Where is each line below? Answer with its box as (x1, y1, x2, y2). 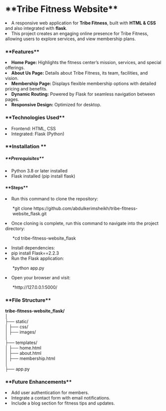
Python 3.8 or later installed (11, 168, 68, 174)
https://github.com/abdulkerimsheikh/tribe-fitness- (33, 205, 138, 211)
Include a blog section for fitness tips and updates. (11, 400, 115, 406)
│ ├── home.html (5, 344, 42, 351)
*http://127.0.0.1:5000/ (12, 284, 58, 290)
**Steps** (5, 185, 28, 191)
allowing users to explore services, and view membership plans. (5, 36, 136, 42)
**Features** (5, 48, 40, 55)
